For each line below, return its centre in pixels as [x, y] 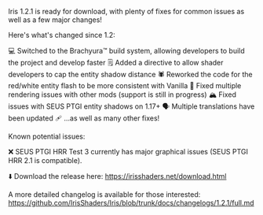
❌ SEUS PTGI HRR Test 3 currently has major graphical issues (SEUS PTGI [128, 152]
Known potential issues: [47, 136]
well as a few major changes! [55, 20]
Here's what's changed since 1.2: [62, 35]
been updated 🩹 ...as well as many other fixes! [84, 118]
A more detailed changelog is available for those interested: [104, 195]
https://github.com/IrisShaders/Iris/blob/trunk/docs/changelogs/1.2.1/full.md [131, 203]
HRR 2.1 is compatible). [45, 160]
